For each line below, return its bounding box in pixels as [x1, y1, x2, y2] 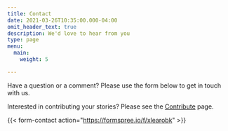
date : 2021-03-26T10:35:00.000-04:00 [7, 17, 118, 24]
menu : [7, 43, 23, 50]
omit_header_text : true [7, 23, 77, 30]
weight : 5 [20, 56, 49, 63]
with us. [7, 88, 30, 97]
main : [13, 50, 30, 57]
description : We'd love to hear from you [7, 29, 130, 37]
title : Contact [7, 10, 52, 18]
